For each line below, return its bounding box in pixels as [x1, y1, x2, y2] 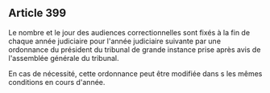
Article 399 [8, 6, 67, 20]
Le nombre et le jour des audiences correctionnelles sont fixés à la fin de [8, 27, 251, 37]
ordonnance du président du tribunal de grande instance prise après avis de [8, 44, 261, 55]
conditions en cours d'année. [8, 77, 106, 87]
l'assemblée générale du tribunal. [8, 53, 119, 63]
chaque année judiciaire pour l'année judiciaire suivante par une [8, 36, 222, 46]
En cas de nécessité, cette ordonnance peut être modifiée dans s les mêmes [8, 68, 263, 79]
